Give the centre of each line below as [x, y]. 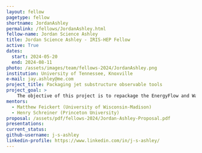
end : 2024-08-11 [32, 62]
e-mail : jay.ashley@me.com [40, 79]
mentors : [17, 101]
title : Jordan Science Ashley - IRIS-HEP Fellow [68, 40]
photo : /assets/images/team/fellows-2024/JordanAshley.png [82, 68]
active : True [23, 46]
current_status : [26, 130]
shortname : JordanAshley [37, 23]
